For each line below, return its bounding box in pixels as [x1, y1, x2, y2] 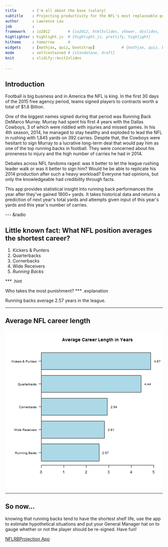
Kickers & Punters [12, 247, 49, 253]
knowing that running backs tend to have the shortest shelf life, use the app [5, 515, 161, 521]
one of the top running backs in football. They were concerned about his [5, 145, 154, 151]
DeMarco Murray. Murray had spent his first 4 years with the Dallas [5, 119, 144, 125]
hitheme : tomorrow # [5, 40, 70, 45]
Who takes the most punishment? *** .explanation [5, 288, 108, 293]
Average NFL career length [5, 316, 91, 325]
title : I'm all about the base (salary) [5, 8, 106, 13]
